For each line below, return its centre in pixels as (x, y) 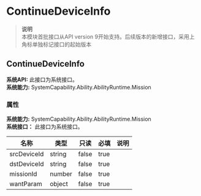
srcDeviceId (27, 154)
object (59, 184)
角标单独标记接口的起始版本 (56, 44)
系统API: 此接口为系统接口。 (42, 79)
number (61, 174)
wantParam (26, 184)
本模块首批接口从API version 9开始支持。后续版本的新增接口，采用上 (108, 36)
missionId (23, 174)
